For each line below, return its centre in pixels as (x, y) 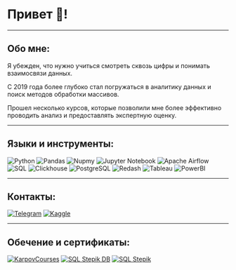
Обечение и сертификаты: (68, 242)
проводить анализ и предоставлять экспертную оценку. (92, 115)
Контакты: (32, 197)
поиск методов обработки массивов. (63, 94)
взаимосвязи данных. (40, 73)
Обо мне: (29, 49)
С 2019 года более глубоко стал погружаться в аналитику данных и (110, 86)
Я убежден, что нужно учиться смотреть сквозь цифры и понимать (109, 65)
